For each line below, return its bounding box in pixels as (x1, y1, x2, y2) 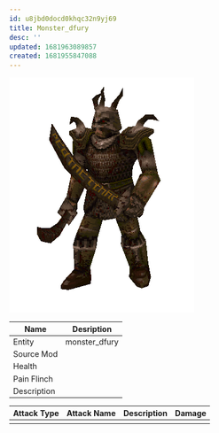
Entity (12, 336, 35, 347)
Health (12, 361, 38, 372)
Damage (175, 407, 207, 418)
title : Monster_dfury (9, 23, 90, 33)
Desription (72, 323, 113, 334)
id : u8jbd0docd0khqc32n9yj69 (9, 14, 117, 23)
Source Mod (12, 349, 59, 360)
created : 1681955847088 (9, 51, 98, 61)
